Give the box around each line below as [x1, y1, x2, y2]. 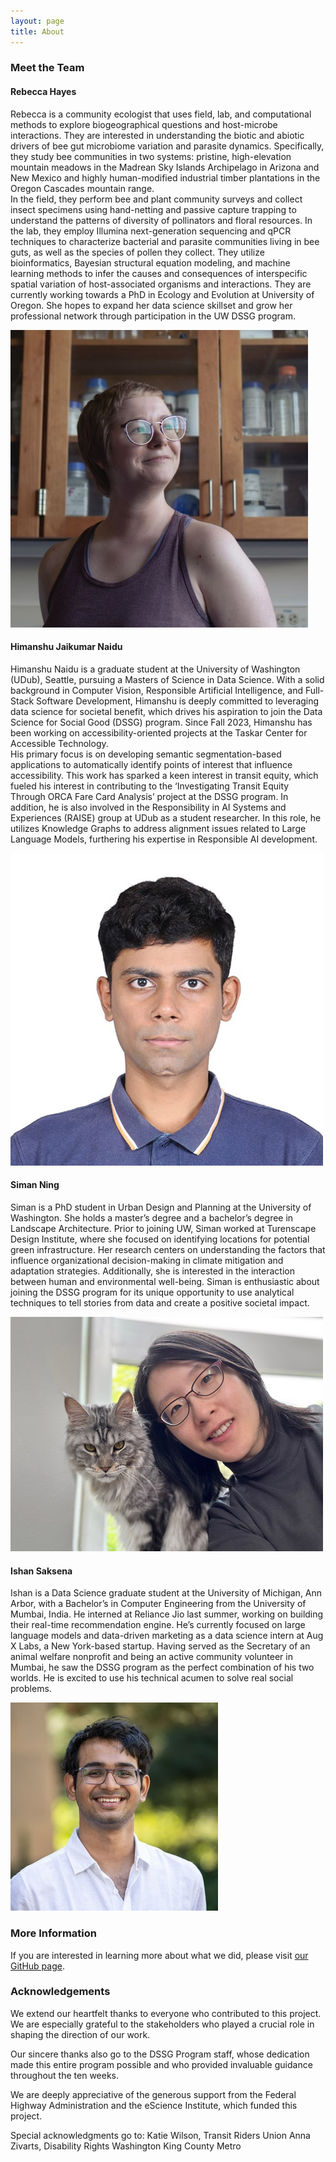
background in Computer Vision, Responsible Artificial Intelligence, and [10, 684, 304, 696]
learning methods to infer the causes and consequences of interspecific [10, 267, 308, 279]
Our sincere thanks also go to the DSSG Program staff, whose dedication [10, 2048, 310, 2060]
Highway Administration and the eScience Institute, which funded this [10, 2099, 298, 2111]
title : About [10, 26, 65, 37]
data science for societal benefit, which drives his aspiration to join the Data [10, 705, 323, 717]
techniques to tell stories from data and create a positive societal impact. [10, 1297, 310, 1309]
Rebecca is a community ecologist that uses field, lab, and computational [10, 108, 312, 120]
